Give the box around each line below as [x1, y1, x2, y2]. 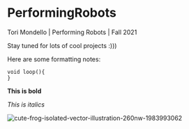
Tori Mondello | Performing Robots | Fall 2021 [7, 28, 137, 36]
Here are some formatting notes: [7, 54, 101, 63]
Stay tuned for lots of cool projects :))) [7, 41, 117, 50]
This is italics [7, 100, 45, 109]
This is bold [7, 86, 42, 95]
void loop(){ [7, 68, 45, 75]
